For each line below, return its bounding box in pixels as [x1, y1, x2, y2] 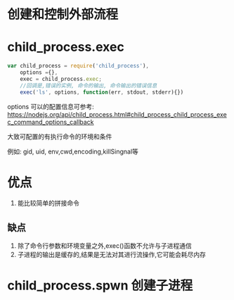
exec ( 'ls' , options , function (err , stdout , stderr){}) [20, 89, 184, 96]
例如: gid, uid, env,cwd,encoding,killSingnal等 [7, 147, 139, 156]
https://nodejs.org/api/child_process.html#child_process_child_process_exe [7, 110, 227, 118]
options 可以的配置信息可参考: [7, 102, 94, 111]
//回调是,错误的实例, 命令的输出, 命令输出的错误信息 [20, 82, 157, 89]
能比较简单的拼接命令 [17, 199, 79, 208]
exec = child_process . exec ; [20, 75, 102, 82]
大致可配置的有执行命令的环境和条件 [7, 132, 112, 141]
